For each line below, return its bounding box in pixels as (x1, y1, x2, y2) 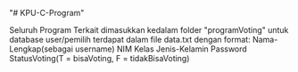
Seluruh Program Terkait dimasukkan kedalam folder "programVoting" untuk (9, 25, 289, 35)
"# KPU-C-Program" (9, 8, 85, 18)
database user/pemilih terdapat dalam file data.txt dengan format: (9, 35, 252, 44)
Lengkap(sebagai (9, 44, 74, 54)
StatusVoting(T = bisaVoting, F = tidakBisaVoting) (9, 53, 190, 63)
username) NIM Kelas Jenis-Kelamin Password (75, 44, 247, 54)
